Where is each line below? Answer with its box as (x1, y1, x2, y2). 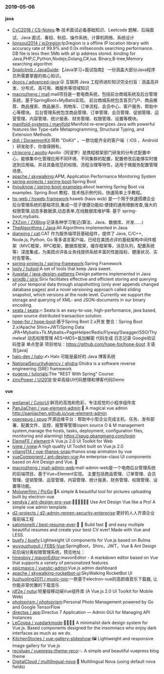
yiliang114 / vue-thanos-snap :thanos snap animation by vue (12, 449, 132, 454)
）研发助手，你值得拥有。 (12, 143, 64, 150)
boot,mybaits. (12, 214, 40, 220)
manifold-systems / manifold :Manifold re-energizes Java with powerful (12, 121, 155, 127)
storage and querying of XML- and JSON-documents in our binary (12, 297, 146, 303)
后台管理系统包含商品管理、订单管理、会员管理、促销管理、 (35, 110, 155, 115)
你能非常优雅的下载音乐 (12, 582, 60, 588)
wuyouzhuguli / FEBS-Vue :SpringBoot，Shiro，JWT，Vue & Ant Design (12, 543, 157, 549)
